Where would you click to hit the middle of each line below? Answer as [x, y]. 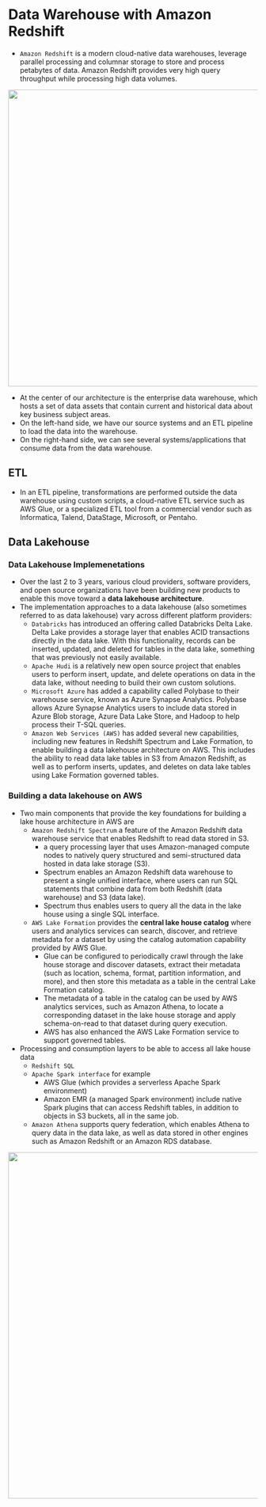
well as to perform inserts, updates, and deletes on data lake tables [141, 767]
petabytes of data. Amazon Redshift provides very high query [120, 70]
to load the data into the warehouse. [79, 431]
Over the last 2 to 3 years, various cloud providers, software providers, [135, 582]
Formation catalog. [74, 989]
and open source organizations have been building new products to [130, 590]
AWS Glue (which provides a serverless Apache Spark [132, 1082]
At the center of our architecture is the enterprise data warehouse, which [139, 397]
